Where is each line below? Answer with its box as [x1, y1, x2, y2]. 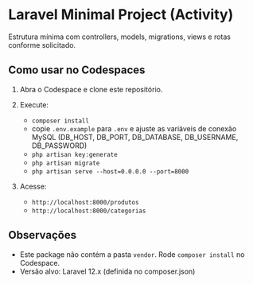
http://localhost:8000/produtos [31, 198, 139, 206]
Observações [8, 228, 77, 242]
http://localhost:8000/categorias [31, 207, 146, 215]
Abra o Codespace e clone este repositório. [19, 84, 163, 94]
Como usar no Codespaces [8, 64, 146, 77]
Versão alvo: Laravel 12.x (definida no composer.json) [19, 266, 196, 276]
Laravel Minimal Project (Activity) [8, 6, 234, 24]
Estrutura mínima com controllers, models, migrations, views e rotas [8, 32, 231, 41]
